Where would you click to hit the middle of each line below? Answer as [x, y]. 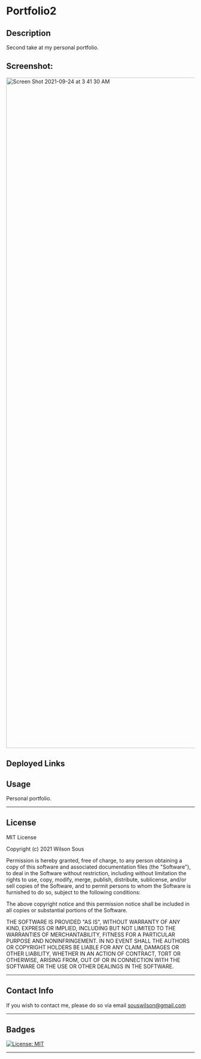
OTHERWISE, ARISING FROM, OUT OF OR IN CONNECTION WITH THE [93, 960]
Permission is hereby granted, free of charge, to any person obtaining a [94, 860]
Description [28, 33]
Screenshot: [30, 66]
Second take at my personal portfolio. [52, 47]
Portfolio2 [31, 11]
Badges [21, 1030]
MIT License [22, 837]
